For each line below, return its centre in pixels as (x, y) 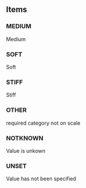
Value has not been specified (41, 179)
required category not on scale (43, 123)
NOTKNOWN (25, 138)
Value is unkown (26, 151)
